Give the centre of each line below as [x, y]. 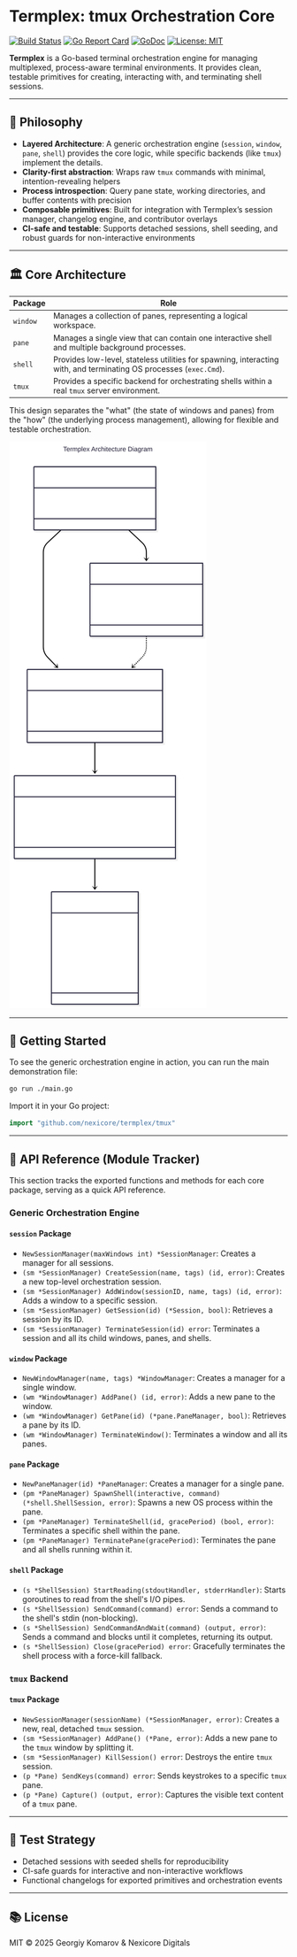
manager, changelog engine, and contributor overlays [120, 219]
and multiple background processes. [119, 347]
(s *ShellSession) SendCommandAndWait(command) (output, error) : [144, 1627]
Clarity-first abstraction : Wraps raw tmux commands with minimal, [144, 172]
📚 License [39, 1917]
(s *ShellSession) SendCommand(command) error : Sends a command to [150, 1608]
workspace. [74, 326]
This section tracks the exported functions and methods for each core [137, 1180]
